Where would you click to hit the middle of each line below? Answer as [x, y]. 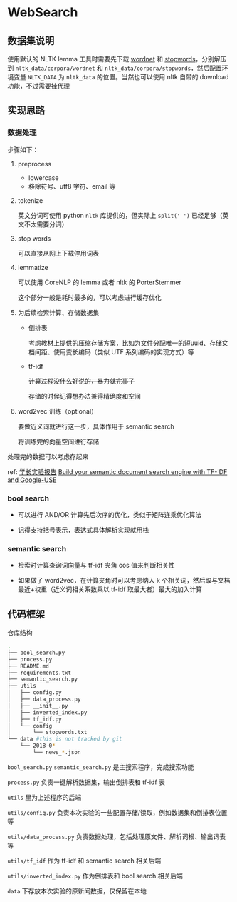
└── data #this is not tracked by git [65, 739]
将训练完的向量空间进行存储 [58, 441]
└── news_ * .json [57, 753]
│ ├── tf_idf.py [35, 719]
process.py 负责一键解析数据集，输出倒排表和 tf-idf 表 [86, 782]
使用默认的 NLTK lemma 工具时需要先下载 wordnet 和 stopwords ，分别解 [114, 59]
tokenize [30, 200]
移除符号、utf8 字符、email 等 [72, 186]
